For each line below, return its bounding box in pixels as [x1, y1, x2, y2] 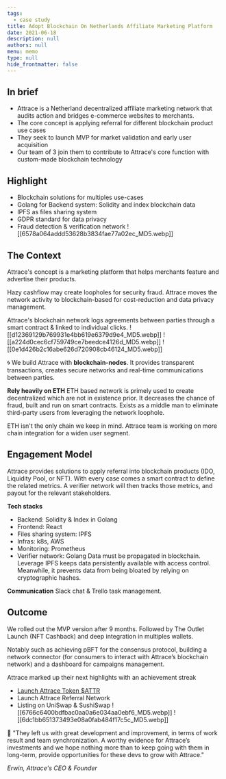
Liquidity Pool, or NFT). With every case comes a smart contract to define [7, 474, 215, 483]
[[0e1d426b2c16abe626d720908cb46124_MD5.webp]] [7, 345, 163, 353]
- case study [13, 16, 51, 23]
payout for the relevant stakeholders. [7, 489, 112, 497]
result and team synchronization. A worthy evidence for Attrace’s [7, 736, 190, 744]
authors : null [7, 42, 48, 49]
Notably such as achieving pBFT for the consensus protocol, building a [7, 645, 208, 654]
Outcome [7, 606, 48, 618]
